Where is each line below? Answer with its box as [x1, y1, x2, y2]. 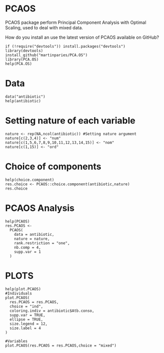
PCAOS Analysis [5, 202, 75, 213]
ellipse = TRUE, [9, 317, 43, 322]
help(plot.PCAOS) [5, 286, 41, 291]
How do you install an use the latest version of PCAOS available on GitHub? [5, 34, 159, 40]
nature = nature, [14, 236, 50, 241]
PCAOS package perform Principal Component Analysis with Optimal [5, 19, 147, 25]
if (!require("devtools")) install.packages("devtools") [5, 44, 126, 49]
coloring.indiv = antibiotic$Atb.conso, [9, 308, 94, 313]
